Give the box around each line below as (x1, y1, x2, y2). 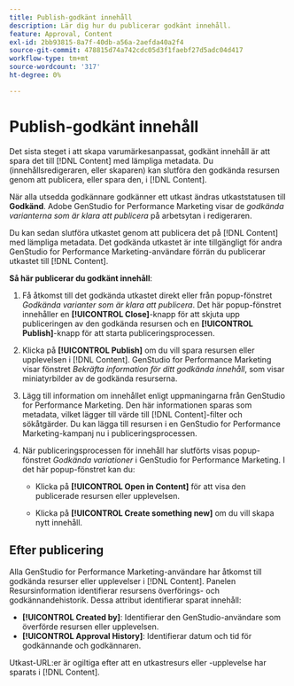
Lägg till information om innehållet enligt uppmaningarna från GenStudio (21, 390, 286, 401)
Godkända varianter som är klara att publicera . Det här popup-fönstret (21, 299, 282, 310)
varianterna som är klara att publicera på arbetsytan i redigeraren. (9, 210, 252, 221)
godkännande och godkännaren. (21, 640, 142, 651)
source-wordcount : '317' (9, 63, 101, 72)
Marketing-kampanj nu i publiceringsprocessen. (21, 427, 197, 439)
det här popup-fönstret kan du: (21, 464, 135, 474)
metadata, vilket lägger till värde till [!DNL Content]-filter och (21, 409, 244, 419)
